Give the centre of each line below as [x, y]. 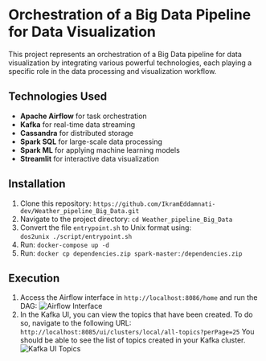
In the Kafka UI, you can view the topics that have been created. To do [136, 314]
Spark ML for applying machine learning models [100, 150]
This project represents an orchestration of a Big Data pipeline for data [125, 54]
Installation [37, 184]
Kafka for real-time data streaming [78, 124]
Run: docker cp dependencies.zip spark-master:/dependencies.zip [131, 253]
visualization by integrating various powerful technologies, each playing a [130, 63]
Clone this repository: [55, 203]
